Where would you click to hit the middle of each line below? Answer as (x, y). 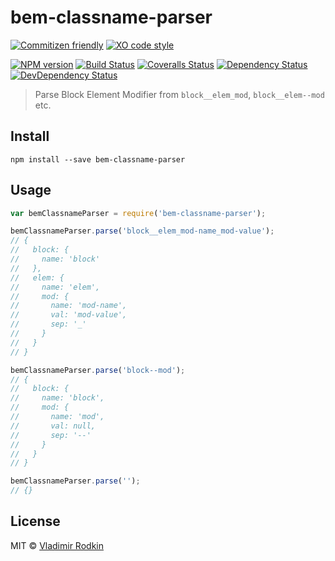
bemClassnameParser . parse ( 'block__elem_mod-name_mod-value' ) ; (142, 231)
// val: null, (53, 426)
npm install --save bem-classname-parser (98, 159)
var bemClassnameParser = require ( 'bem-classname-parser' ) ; (138, 213)
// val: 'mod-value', (69, 315)
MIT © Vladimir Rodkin (57, 545)
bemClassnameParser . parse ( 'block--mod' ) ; (98, 370)
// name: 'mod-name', (69, 306)
